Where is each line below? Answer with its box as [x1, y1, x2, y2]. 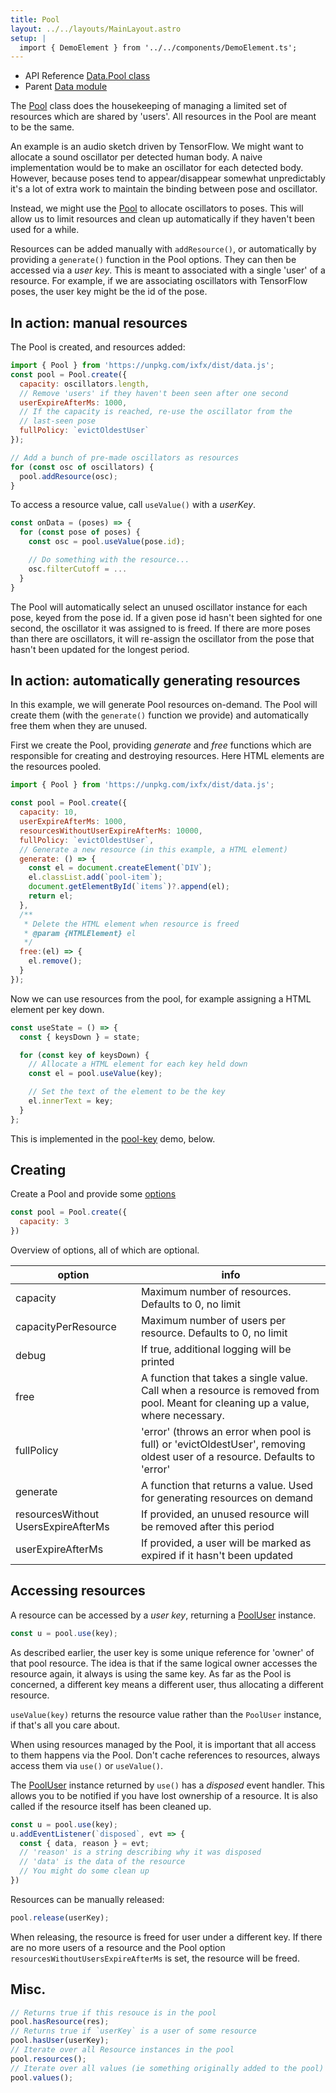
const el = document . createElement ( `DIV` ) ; [28, 863, 213, 873]
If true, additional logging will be [140, 1342, 292, 1356]
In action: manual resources [10, 314, 188, 331]
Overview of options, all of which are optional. [10, 1244, 200, 1256]
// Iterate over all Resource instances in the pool [10, 2045, 235, 2055]
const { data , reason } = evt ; [19, 1838, 150, 1848]
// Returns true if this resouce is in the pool [10, 2007, 217, 2018]
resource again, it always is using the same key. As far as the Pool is [10, 1667, 292, 1680]
